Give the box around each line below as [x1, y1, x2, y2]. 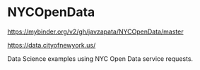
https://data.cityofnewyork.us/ [7, 41, 96, 49]
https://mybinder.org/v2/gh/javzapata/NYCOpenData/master [7, 27, 184, 36]
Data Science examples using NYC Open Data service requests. [7, 54, 193, 63]
